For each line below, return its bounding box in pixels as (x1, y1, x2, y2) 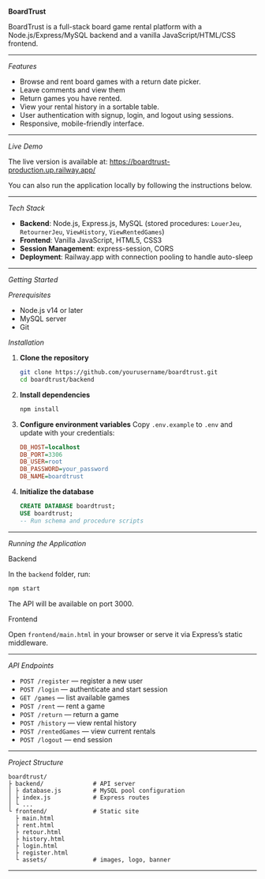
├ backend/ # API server (8, 779, 136, 787)
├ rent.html (15, 821, 55, 829)
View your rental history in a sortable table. (19, 102, 160, 111)
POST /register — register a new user (19, 676, 144, 685)
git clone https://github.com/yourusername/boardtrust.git (19, 368, 218, 376)
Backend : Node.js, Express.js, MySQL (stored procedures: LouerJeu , (19, 219, 242, 228)
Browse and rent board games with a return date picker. (19, 77, 201, 86)
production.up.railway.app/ (8, 165, 96, 175)
